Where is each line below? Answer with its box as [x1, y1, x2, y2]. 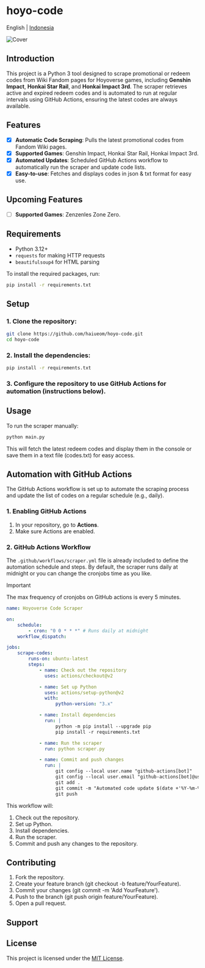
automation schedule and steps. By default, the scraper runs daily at [6, 563, 178, 571]
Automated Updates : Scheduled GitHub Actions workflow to [15, 157, 168, 164]
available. [6, 102, 31, 109]
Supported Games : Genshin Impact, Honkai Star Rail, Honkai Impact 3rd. [15, 149, 199, 157]
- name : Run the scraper [38, 740, 103, 746]
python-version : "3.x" [55, 701, 113, 707]
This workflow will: [6, 802, 54, 809]
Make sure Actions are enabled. [15, 527, 96, 535]
